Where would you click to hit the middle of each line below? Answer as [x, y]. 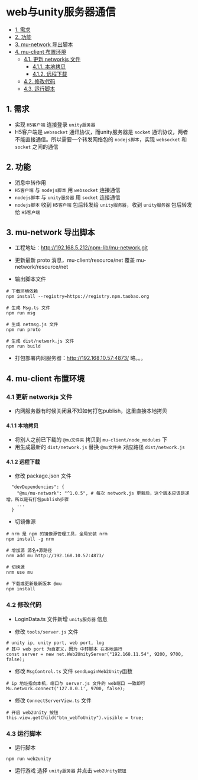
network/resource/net [41, 267]
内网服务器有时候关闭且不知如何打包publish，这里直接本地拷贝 [91, 411]
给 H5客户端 [27, 212]
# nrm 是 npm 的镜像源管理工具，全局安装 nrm [57, 534]
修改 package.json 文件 [43, 476]
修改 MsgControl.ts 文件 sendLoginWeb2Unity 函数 [74, 671]
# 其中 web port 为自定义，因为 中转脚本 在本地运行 [64, 649]
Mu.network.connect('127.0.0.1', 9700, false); [66, 688]
